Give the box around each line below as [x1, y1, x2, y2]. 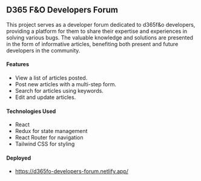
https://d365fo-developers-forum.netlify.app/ [15, 168, 129, 175]
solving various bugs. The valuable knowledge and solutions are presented [6, 33, 194, 41]
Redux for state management [15, 128, 88, 135]
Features [6, 61, 29, 68]
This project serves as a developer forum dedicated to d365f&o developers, [6, 21, 196, 28]
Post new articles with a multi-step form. [15, 81, 117, 88]
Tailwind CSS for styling [15, 140, 75, 148]
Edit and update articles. [15, 94, 76, 101]
